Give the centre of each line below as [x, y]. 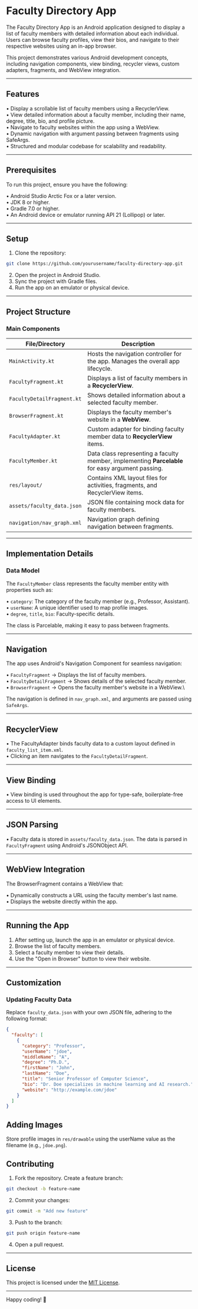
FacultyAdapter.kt [35, 436]
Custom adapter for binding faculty [136, 429]
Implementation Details [50, 554]
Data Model [23, 571]
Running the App [38, 926]
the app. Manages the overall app [133, 361]
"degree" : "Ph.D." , [45, 1062]
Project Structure [38, 312]
